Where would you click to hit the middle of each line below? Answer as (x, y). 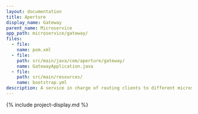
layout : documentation (34, 11)
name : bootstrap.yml (42, 83)
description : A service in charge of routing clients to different (91, 88)
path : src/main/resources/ (50, 77)
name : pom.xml (34, 50)
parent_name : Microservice (39, 28)
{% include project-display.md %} (47, 105)
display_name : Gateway (34, 22)
